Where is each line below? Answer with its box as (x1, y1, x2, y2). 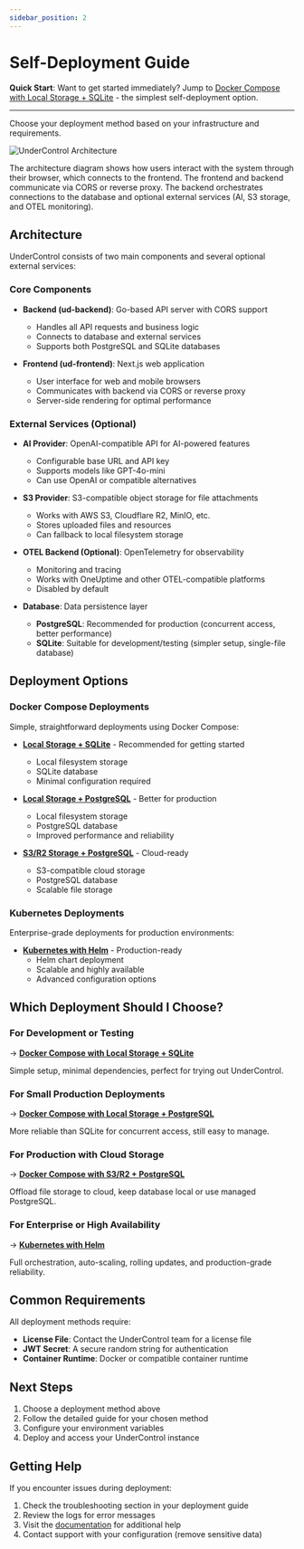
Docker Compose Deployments (9, 700, 149, 713)
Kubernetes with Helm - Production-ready (22, 945, 183, 955)
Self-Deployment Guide (9, 52, 190, 72)
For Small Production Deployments (9, 1088, 166, 1100)
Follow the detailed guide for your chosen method (22, 1413, 209, 1424)
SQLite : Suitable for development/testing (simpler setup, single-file (35, 637, 287, 648)
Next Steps (9, 1379, 73, 1394)
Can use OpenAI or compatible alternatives (35, 474, 197, 485)
